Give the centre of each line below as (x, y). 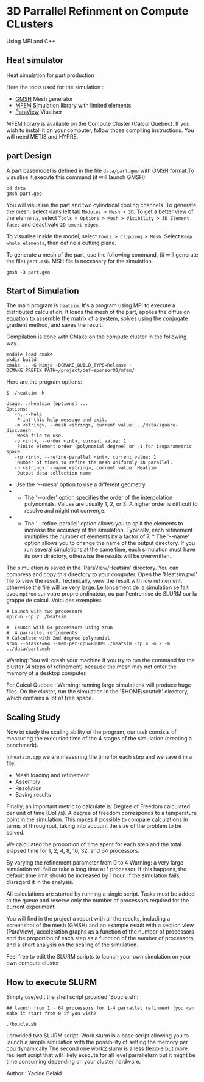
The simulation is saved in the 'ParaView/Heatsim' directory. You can (93, 568)
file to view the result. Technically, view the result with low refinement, (94, 581)
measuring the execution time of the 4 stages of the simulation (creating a (99, 739)
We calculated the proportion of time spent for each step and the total (94, 844)
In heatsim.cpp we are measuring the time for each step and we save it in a (99, 757)
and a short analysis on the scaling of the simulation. (72, 945)
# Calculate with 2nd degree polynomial (58, 638)
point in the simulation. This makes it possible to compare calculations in (97, 819)
